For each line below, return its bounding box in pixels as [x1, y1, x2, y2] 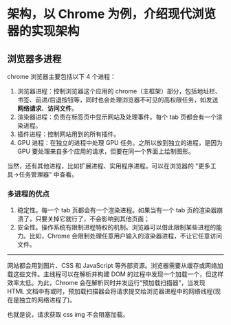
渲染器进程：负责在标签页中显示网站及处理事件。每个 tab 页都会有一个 [16, 113, 217, 121]
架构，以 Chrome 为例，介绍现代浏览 [7, 6, 217, 22]
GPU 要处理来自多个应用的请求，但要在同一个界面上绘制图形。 [16, 147, 195, 155]
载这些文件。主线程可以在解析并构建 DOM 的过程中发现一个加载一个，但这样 [7, 270, 224, 278]
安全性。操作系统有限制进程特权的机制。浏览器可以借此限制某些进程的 [16, 223, 217, 232]
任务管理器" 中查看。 [19, 170, 78, 179]
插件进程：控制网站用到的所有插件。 [16, 130, 120, 138]
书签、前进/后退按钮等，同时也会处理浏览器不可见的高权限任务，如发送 [16, 96, 219, 104]
